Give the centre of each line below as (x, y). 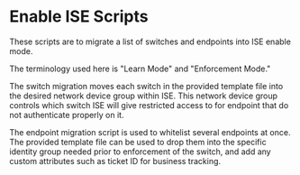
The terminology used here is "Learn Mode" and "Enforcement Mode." (140, 69)
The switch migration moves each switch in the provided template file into (146, 86)
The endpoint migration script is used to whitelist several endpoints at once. (150, 132)
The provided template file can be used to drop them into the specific (138, 142)
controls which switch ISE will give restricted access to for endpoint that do (149, 105)
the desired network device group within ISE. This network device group (143, 96)
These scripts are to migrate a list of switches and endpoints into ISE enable (150, 41)
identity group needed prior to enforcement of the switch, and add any (141, 152)
